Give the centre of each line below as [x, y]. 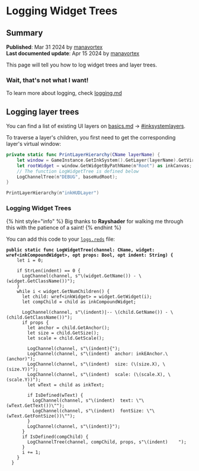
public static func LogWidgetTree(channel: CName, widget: [81, 250]
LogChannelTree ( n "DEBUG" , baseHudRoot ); [67, 177]
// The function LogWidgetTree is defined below [78, 171]
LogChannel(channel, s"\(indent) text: [83, 400]
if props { [35, 322]
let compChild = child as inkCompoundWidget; [79, 302]
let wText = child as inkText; [66, 385]
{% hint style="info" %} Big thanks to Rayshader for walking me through [95, 221]
